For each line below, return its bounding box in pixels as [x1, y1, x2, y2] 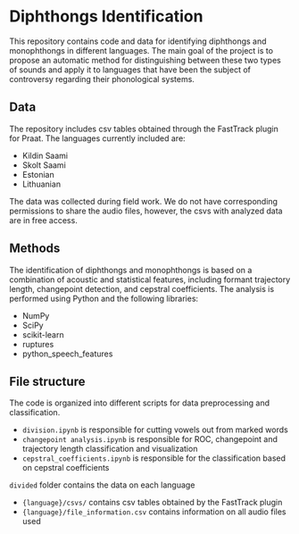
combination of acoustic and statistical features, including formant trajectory [9, 274, 291, 285]
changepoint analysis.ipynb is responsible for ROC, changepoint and [21, 434, 278, 445]
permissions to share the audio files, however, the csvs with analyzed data [9, 205, 283, 216]
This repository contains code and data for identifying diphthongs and [9, 36, 267, 46]
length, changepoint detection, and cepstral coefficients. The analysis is [9, 283, 275, 294]
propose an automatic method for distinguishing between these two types [9, 54, 281, 65]
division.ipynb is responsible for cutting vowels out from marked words [21, 424, 288, 435]
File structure [9, 373, 86, 389]
